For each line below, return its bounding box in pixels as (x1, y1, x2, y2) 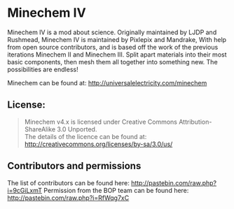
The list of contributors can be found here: (7, 178, 130, 187)
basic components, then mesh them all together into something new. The (7, 57, 219, 66)
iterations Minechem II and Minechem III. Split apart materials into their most (7, 50, 227, 59)
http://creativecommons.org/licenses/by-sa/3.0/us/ (24, 140, 173, 148)
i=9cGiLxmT (7, 186, 43, 194)
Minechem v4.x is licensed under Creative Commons (24, 117, 177, 126)
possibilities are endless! (7, 65, 78, 73)
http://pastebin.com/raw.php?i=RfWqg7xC (7, 194, 130, 202)
